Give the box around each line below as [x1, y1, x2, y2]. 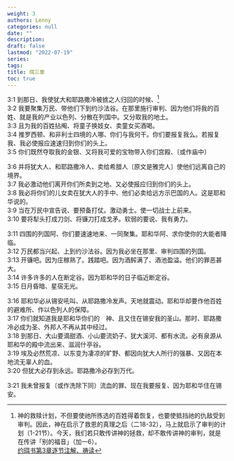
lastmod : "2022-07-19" [7, 50, 73, 56]
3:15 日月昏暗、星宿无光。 [7, 282, 82, 290]
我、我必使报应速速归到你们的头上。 [7, 139, 111, 147]
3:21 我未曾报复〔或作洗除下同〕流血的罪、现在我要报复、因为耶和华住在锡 [7, 381, 222, 390]
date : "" [7, 29, 33, 37]
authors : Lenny [7, 17, 52, 24]
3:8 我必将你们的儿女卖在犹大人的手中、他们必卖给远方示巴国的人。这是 [7, 189, 214, 197]
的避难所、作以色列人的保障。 [7, 305, 93, 314]
